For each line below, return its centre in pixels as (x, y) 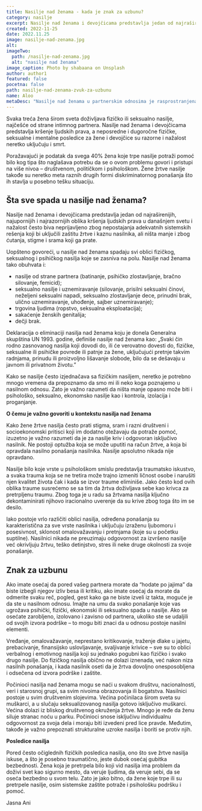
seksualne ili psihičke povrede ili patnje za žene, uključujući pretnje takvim (98, 352)
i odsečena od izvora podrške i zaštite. (54, 673)
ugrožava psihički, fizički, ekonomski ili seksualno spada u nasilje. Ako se (97, 610)
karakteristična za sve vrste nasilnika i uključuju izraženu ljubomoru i (91, 526)
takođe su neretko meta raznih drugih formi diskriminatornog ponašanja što (99, 175)
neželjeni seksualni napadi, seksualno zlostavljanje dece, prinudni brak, (103, 296)
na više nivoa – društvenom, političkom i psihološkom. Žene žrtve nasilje (96, 169)
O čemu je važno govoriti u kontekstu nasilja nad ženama (79, 414)
